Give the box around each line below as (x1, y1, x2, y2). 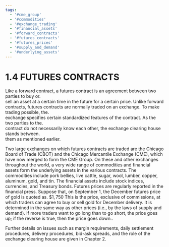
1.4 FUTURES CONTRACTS (5, 71, 120, 83)
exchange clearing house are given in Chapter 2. (5, 236, 106, 242)
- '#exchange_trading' (10, 21, 58, 27)
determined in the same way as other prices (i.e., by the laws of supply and (5, 205, 162, 211)
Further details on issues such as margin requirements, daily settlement (5, 225, 154, 231)
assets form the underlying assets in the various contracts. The (5, 167, 137, 173)
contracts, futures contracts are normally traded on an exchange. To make (5, 104, 160, 110)
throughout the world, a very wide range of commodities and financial (5, 162, 150, 168)
